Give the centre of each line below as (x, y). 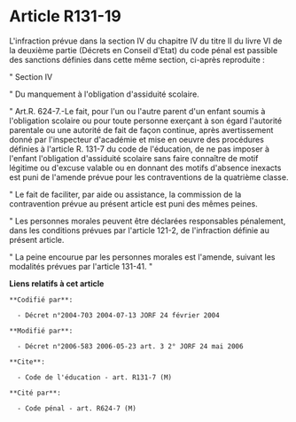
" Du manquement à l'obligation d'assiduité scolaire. (104, 94)
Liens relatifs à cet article (57, 283)
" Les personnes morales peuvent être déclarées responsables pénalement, (148, 221)
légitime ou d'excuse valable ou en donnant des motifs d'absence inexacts (145, 168)
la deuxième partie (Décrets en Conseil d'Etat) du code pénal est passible (144, 50)
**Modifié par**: (41, 331)
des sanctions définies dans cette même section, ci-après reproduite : (137, 59)
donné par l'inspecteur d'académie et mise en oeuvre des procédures (136, 139)
